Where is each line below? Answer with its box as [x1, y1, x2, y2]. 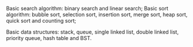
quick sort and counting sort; [6, 17, 76, 24]
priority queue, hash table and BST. [6, 35, 92, 41]
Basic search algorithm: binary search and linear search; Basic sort [6, 5, 169, 12]
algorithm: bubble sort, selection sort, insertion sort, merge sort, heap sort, [6, 11, 188, 18]
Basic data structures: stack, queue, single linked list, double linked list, [6, 28, 179, 35]
